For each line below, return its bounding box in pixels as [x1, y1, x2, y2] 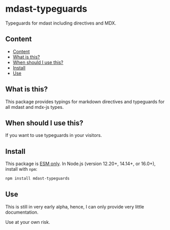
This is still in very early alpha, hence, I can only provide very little [5, 203, 144, 210]
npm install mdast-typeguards [5, 176, 70, 181]
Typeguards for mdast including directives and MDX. [5, 20, 117, 26]
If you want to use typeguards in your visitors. [5, 132, 102, 139]
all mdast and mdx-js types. [5, 104, 64, 110]
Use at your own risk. [5, 219, 50, 225]
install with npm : [5, 166, 37, 172]
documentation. [5, 209, 39, 215]
